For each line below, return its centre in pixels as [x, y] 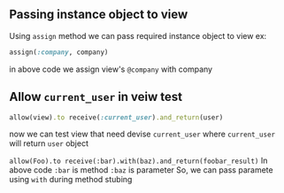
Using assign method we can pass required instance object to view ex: [138, 35]
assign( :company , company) [59, 52]
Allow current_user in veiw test [96, 97]
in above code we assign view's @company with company [111, 69]
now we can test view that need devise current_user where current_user [142, 134]
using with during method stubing [71, 180]
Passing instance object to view [99, 15]
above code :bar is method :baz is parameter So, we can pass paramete [141, 170]
